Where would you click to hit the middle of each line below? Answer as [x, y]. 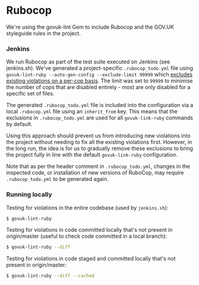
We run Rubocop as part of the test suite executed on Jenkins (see [88, 62]
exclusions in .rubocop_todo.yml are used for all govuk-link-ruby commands [100, 118]
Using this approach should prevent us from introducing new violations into [98, 136]
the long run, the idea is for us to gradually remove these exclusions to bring [100, 148]
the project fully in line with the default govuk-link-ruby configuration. [92, 155]
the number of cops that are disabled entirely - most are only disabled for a [98, 87]
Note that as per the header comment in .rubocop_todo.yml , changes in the [98, 166]
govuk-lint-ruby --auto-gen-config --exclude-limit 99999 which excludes [99, 75]
